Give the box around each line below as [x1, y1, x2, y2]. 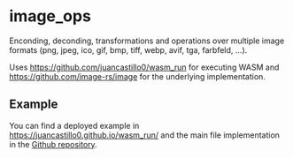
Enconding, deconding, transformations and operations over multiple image [9, 35, 285, 46]
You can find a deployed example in [9, 120, 140, 131]
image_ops [9, 6, 91, 26]
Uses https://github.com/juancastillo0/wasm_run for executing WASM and [9, 62, 280, 72]
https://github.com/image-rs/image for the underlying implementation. [9, 71, 266, 81]
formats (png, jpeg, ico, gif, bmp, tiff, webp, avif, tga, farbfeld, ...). [9, 44, 248, 55]
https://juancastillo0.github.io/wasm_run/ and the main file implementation [9, 130, 281, 140]
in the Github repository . [9, 139, 97, 149]
